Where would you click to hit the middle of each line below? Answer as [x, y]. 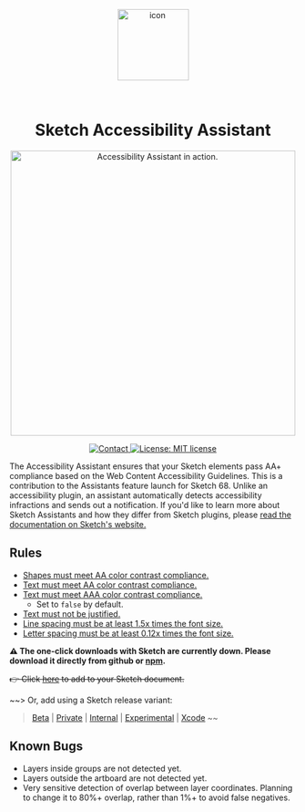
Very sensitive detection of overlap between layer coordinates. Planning [158, 787]
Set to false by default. [80, 604]
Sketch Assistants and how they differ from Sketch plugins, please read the [150, 515]
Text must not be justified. [71, 614]
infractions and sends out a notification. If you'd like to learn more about [145, 505]
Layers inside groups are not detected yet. [102, 768]
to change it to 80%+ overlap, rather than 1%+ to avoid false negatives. [156, 797]
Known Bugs [46, 747]
